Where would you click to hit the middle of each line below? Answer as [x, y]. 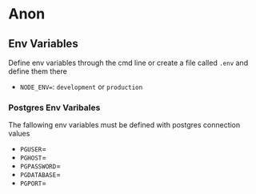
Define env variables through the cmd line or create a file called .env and [128, 63]
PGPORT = [33, 183]
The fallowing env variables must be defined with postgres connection [124, 125]
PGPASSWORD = [40, 166]
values [19, 134]
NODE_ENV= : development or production [81, 87]
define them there [38, 71]
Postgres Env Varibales [54, 107]
